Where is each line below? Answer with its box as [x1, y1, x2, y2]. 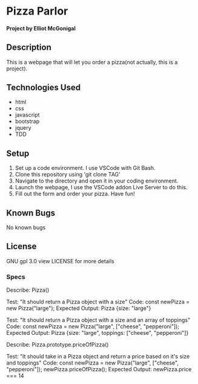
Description [6, 42, 51, 53]
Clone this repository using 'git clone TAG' [15, 171, 121, 178]
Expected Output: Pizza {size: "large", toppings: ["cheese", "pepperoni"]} [6, 329, 189, 337]
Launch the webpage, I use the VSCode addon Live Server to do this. [15, 184, 188, 191]
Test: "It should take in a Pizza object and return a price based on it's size [6, 353, 190, 360]
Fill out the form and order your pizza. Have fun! [15, 190, 135, 198]
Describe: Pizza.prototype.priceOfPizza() [6, 341, 109, 348]
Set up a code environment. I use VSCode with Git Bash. [15, 164, 156, 172]
